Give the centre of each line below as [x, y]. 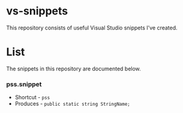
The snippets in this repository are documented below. [73, 69]
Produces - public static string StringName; [72, 104]
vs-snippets [37, 11]
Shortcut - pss [32, 97]
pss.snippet [24, 84]
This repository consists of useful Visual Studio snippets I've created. [92, 28]
